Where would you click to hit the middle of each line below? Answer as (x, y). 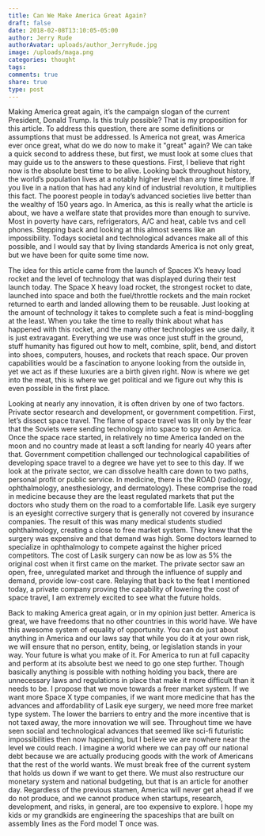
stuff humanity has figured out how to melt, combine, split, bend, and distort (132, 347)
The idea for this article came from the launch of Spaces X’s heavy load (125, 270)
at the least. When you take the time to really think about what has (116, 321)
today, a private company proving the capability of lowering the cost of (124, 589)
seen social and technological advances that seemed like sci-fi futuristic (126, 731)
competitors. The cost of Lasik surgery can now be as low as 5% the (120, 555)
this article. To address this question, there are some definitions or (116, 128)
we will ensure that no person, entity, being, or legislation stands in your (125, 646)
